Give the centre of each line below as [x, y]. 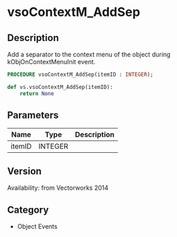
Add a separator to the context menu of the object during [89, 54]
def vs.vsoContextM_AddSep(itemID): [60, 87]
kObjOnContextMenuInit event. [51, 62]
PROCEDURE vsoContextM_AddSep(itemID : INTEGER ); [81, 74]
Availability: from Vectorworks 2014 [58, 188]
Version [24, 171]
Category [28, 210]
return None [37, 93]
